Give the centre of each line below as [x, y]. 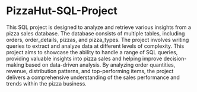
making [15, 65]
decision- [175, 58]
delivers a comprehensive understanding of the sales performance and [93, 77]
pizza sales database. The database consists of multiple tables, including [96, 33]
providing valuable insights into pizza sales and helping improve [84, 58]
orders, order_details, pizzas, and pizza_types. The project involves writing [98, 40]
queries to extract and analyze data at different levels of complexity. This [95, 46]
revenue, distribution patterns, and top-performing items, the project [90, 71]
